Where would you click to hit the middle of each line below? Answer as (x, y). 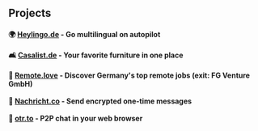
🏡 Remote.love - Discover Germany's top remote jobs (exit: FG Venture (129, 75)
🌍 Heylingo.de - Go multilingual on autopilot (85, 34)
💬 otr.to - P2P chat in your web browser (76, 118)
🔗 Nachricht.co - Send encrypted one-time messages (100, 101)
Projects (30, 13)
